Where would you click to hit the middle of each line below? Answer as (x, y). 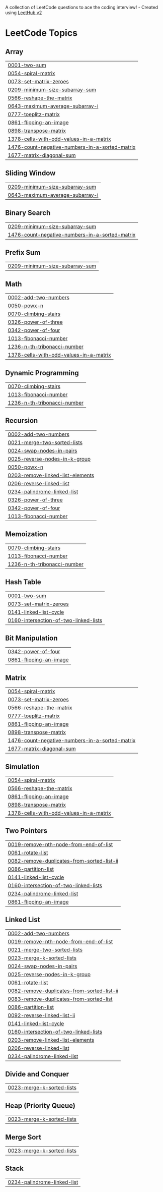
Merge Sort (23, 1137)
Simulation (22, 767)
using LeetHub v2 (24, 13)
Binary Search (28, 213)
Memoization (26, 534)
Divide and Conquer (37, 1074)
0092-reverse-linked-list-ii (42, 1015)
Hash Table (23, 582)
